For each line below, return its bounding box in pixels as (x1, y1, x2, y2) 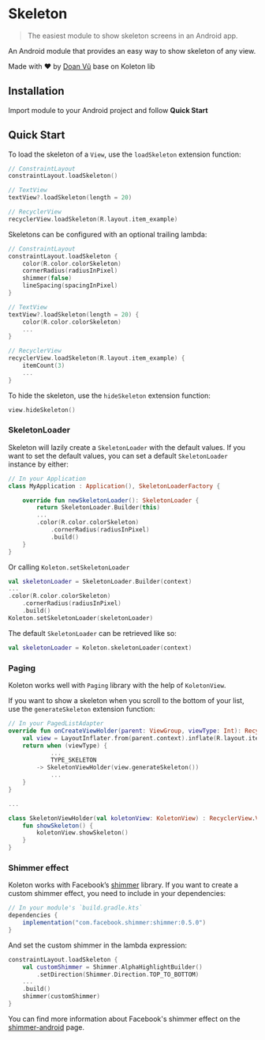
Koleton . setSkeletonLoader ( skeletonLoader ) (8, 614, 154, 622)
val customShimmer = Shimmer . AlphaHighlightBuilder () (22, 962, 203, 971)
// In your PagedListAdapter (8, 720, 104, 728)
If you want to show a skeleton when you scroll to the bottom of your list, (8, 696, 244, 705)
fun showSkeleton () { (22, 822, 93, 830)
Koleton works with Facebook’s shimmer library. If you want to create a (8, 880, 239, 890)
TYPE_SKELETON (50, 756, 97, 764)
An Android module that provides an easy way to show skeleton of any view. (8, 46, 256, 55)
